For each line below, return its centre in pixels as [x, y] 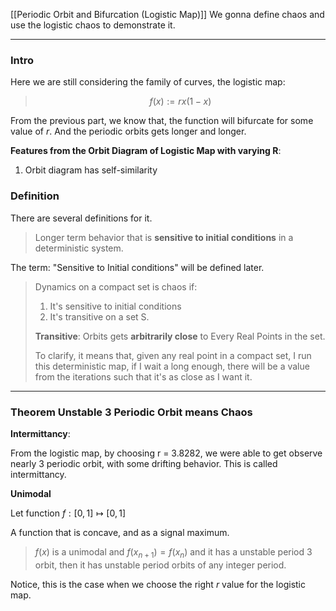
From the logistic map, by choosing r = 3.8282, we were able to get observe [166, 453]
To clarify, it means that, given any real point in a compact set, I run [173, 355]
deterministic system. [79, 248]
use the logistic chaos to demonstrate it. [93, 25]
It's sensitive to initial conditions [115, 306]
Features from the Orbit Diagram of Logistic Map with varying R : [146, 151]
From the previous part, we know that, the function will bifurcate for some [162, 121]
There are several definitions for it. [81, 218]
